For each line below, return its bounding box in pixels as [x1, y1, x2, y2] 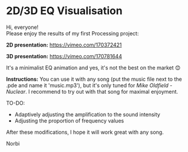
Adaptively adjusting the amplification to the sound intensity [14, 111, 160, 118]
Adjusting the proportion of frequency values [14, 117, 124, 124]
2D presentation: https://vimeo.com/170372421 [6, 41, 122, 48]
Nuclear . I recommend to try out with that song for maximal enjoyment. [6, 88, 179, 95]
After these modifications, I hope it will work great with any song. [6, 128, 164, 136]
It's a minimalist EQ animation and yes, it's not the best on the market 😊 [6, 64, 181, 71]
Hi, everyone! [6, 24, 39, 31]
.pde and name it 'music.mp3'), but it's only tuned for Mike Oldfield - [6, 81, 173, 89]
